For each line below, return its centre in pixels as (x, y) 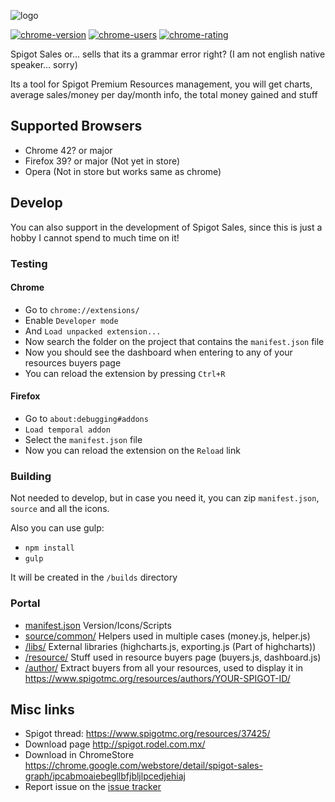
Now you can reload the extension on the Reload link (132, 450)
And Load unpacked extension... (93, 331)
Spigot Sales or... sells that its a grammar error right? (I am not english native (168, 54)
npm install (49, 548)
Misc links (42, 709)
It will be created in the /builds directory (94, 577)
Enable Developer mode (71, 320)
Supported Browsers (76, 126)
